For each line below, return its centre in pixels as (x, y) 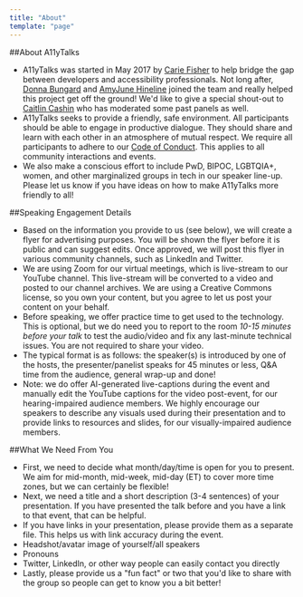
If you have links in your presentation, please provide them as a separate (158, 525)
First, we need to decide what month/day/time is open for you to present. (158, 467)
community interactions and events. (89, 156)
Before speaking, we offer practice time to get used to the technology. (153, 316)
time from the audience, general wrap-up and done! (119, 374)
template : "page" (42, 26)
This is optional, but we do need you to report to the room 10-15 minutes (157, 326)
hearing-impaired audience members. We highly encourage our (141, 403)
